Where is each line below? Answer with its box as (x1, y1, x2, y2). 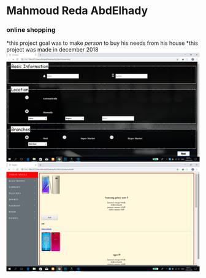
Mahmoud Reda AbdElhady (6, 4, 148, 18)
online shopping (6, 26, 56, 34)
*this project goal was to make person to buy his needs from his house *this (6, 39, 198, 47)
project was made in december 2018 (6, 46, 99, 53)
